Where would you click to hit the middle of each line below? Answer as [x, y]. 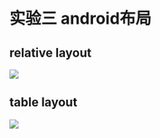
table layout [43, 102]
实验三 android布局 [80, 19]
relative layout [51, 52]
